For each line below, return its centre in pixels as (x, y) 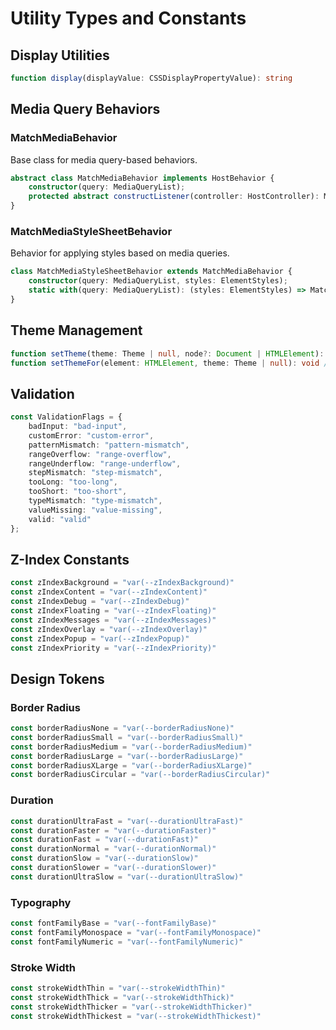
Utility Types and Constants (128, 18)
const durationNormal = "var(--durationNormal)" (113, 849)
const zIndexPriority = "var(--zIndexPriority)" (113, 648)
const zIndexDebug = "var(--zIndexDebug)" (100, 602)
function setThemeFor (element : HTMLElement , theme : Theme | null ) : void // (171, 363)
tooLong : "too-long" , (73, 482)
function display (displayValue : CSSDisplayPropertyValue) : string (151, 78)
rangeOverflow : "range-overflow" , (100, 454)
